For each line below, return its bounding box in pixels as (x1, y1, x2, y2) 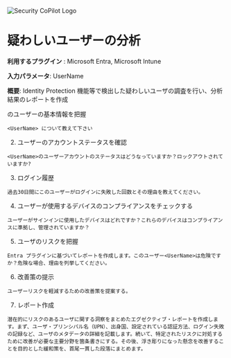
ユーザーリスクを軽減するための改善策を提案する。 (7, 287, 132, 294)
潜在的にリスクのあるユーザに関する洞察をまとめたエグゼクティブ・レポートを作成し (7, 316, 214, 323)
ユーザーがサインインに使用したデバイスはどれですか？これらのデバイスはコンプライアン (7, 217, 223, 224)
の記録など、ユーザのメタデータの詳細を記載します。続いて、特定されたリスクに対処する (7, 330, 223, 337)
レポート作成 (17, 301, 54, 309)
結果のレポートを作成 (7, 95, 68, 103)
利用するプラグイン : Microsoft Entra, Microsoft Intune (7, 57, 162, 65)
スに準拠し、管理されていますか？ (7, 224, 90, 231)
